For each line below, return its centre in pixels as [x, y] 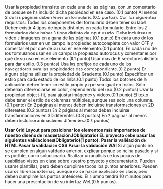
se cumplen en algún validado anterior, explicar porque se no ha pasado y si [81, 151]
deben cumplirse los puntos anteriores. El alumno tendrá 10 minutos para [78, 176]
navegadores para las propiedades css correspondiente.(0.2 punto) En [76, 69]
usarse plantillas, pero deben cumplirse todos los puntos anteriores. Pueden [81, 166]
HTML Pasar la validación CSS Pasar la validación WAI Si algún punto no [79, 146]
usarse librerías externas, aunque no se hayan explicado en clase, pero [76, 171]
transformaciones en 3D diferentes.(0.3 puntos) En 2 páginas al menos [76, 115]
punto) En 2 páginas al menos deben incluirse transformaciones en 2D [83, 105]
